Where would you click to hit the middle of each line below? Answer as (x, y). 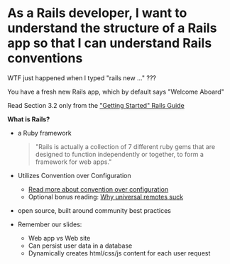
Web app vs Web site (59, 238)
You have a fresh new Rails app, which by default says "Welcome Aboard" (116, 92)
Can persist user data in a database (80, 246)
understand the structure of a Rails (112, 28)
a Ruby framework (45, 133)
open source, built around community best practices (94, 210)
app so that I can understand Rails (110, 43)
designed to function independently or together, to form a (120, 154)
